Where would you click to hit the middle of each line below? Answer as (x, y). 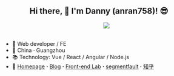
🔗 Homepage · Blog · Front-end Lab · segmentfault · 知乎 (83, 66)
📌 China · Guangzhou (38, 50)
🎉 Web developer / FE (39, 43)
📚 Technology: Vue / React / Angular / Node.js (70, 57)
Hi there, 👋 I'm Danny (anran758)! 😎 (99, 11)
